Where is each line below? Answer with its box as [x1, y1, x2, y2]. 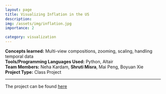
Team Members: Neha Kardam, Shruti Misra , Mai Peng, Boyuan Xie [5, 64, 144, 70]
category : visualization [5, 35, 56, 40]
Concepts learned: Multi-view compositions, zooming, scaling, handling [5, 48, 153, 54]
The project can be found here [5, 84, 68, 89]
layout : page [5, 7, 32, 12]
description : [5, 16, 32, 21]
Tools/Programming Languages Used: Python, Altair [5, 59, 114, 64]
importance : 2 [5, 26, 35, 31]
